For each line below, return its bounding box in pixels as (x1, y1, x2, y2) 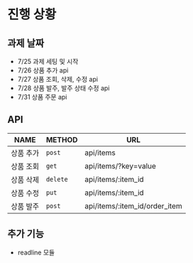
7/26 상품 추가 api (17, 66, 69, 75)
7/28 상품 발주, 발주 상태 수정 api (17, 84, 110, 92)
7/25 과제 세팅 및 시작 (17, 58, 79, 65)
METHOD (45, 134, 78, 144)
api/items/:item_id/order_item (84, 200, 182, 210)
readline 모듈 (17, 248, 55, 257)
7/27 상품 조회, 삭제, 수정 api (17, 75, 98, 83)
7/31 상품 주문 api (17, 93, 67, 101)
